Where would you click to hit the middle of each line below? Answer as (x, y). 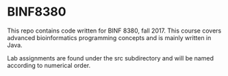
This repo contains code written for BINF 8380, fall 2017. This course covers (114, 31)
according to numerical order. (49, 65)
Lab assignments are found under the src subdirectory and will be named (111, 58)
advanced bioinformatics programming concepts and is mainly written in (109, 37)
